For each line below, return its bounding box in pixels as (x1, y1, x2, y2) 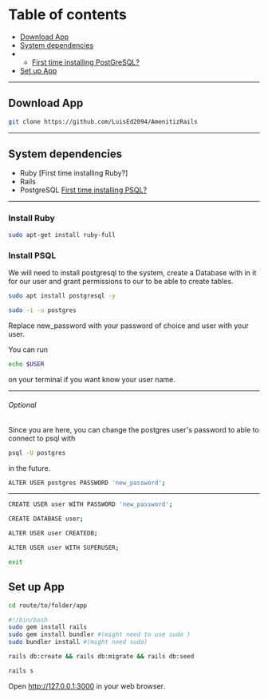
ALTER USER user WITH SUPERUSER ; (8, 544, 120, 552)
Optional (8, 401, 37, 410)
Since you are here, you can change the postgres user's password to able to (8, 425, 259, 434)
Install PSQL (8, 250, 57, 261)
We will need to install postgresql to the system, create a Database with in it (8, 267, 257, 277)
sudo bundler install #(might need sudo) (8, 638, 148, 646)
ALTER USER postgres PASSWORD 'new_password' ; (8, 479, 166, 487)
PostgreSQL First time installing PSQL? (19, 185, 148, 195)
